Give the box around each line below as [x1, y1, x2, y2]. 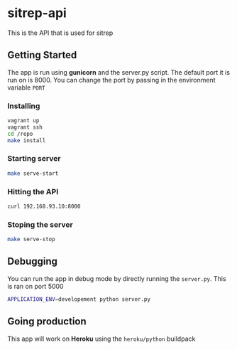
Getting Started [7, 49, 77, 61]
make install [7, 137, 46, 144]
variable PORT [7, 83, 46, 92]
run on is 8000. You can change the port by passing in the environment [7, 75, 216, 84]
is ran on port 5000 [7, 282, 64, 290]
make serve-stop [7, 236, 55, 243]
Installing [7, 101, 40, 111]
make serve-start [7, 169, 59, 177]
